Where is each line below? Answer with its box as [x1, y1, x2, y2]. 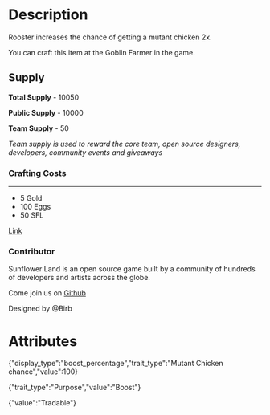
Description [8, 6, 88, 24]
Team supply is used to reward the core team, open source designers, [8, 139, 241, 149]
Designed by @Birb [8, 303, 72, 314]
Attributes [8, 332, 78, 350]
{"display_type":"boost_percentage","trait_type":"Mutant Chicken [8, 359, 223, 368]
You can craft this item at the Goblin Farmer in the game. [8, 47, 195, 57]
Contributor [8, 246, 55, 257]
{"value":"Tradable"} [8, 398, 77, 408]
